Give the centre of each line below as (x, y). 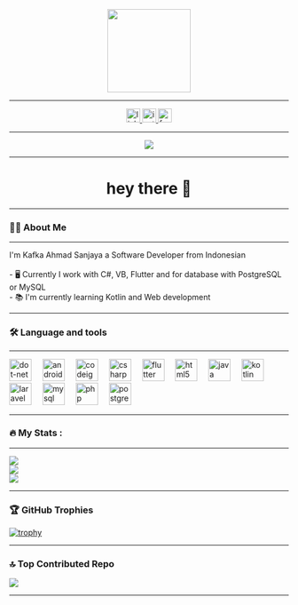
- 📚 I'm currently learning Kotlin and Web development (110, 298)
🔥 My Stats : (36, 433)
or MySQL (27, 287)
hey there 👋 (149, 189)
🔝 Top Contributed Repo (62, 564)
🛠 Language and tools (59, 332)
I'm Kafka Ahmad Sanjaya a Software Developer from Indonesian (128, 255)
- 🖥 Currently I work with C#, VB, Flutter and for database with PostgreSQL (145, 275)
